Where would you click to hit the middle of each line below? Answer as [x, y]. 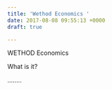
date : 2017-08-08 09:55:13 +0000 [56, 20]
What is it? [23, 67]
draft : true [25, 27]
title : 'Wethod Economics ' [49, 14]
